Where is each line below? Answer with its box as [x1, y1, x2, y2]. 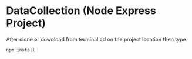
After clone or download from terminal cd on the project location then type [6, 36, 186, 43]
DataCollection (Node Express [6, 4, 157, 18]
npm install [6, 47, 35, 53]
